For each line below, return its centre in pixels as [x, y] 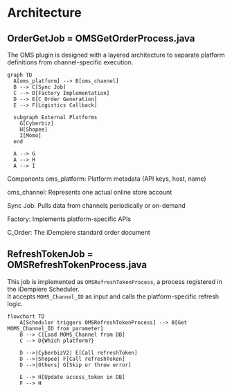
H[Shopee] [34, 130]
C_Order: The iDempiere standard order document [79, 232]
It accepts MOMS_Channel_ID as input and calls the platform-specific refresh [113, 296]
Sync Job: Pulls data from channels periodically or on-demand [96, 205]
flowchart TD [26, 317]
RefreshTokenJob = [50, 254]
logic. [15, 303]
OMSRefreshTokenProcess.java [77, 265]
